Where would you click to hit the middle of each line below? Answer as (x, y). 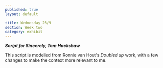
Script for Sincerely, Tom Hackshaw (43, 46)
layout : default (22, 14)
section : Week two (24, 27)
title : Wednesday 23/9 (28, 23)
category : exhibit (24, 32)
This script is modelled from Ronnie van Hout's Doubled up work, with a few (82, 55)
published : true (22, 9)
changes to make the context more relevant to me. (56, 60)
